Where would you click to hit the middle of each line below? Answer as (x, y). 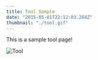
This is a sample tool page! (40, 40)
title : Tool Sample (31, 12)
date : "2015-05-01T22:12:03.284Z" (50, 17)
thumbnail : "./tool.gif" (37, 23)
